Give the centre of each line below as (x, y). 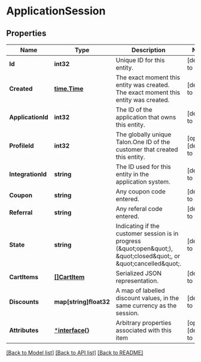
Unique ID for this (140, 60)
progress (128, 241)
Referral (21, 213)
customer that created (147, 149)
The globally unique (144, 134)
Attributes (24, 330)
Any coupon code (141, 192)
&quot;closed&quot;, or (148, 256)
